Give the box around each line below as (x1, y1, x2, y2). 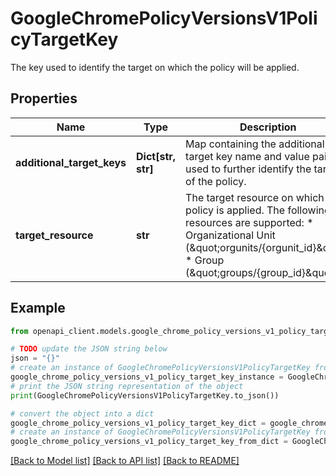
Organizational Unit (185, 228, 276, 242)
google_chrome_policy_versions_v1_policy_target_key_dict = (10, 418, 267, 428)
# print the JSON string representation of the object (10, 381, 244, 391)
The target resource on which (185, 190, 325, 204)
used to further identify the (185, 162, 312, 176)
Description (239, 120, 297, 134)
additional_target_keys (15, 155, 127, 169)
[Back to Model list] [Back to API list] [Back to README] (10, 455, 240, 467)
